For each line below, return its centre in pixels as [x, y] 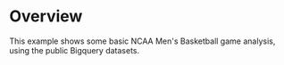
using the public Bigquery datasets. [75, 50]
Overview [46, 16]
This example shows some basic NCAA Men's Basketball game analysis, [142, 41]
